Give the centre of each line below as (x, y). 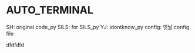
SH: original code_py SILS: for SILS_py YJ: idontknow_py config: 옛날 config (98, 27)
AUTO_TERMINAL (50, 10)
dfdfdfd (15, 45)
